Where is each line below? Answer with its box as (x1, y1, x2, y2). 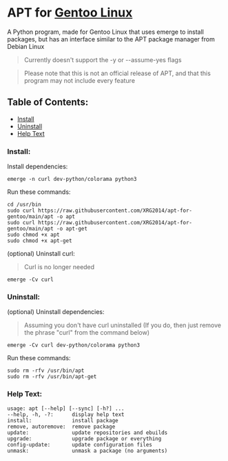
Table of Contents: (7, 97, 89, 108)
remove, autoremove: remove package (7, 423, 116, 430)
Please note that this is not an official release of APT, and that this (23, 69, 211, 77)
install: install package (7, 417, 118, 424)
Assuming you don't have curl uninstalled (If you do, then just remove (23, 321, 222, 329)
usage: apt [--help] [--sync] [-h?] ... (7, 405, 125, 412)
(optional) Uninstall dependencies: (7, 308, 105, 316)
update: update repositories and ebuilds (7, 429, 168, 436)
